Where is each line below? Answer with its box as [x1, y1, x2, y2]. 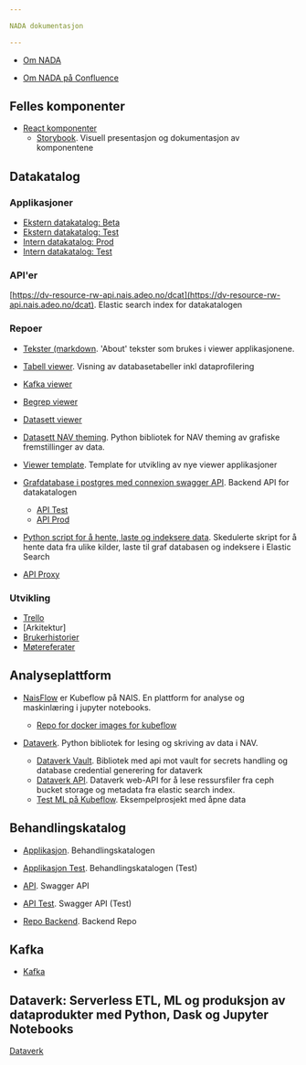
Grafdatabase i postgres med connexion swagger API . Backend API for [22, 476, 290, 487]
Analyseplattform [9, 668, 112, 684]
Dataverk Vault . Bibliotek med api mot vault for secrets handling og [36, 755, 288, 766]
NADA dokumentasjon [9, 21, 84, 30]
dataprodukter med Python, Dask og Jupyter [9, 1006, 269, 1022]
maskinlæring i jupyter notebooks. [22, 701, 152, 713]
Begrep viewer [22, 396, 79, 407]
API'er [9, 269, 38, 282]
